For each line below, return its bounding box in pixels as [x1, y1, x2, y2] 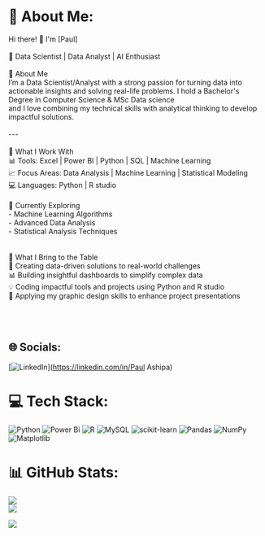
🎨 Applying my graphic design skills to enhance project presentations [8, 290, 241, 300]
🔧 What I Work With [8, 146, 74, 156]
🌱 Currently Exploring [8, 200, 80, 210]
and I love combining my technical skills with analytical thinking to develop [8, 103, 258, 113]
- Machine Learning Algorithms [8, 209, 113, 219]
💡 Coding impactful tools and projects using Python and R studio [8, 281, 225, 291]
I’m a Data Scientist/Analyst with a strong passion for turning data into [8, 77, 242, 87]
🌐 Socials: [8, 341, 62, 355]
